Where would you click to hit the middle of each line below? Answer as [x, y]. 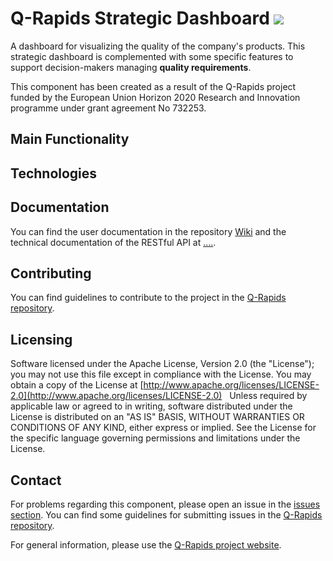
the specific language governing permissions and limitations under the [155, 438]
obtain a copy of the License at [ [77, 385]
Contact [36, 480]
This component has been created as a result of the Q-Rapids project [153, 86]
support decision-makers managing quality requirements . [131, 67]
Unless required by [268, 396]
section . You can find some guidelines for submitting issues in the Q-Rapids [166, 514]
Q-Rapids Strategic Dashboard [140, 18]
